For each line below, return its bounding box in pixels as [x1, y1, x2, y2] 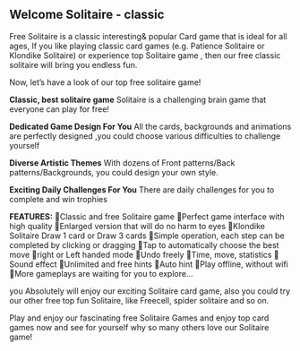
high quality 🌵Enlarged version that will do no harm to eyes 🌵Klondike [9, 220, 266, 231]
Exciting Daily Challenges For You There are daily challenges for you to [9, 184, 275, 195]
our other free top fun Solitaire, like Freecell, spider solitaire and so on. [9, 295, 270, 305]
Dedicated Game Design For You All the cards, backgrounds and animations [9, 121, 292, 132]
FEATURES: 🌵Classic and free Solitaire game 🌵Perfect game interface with [9, 210, 285, 222]
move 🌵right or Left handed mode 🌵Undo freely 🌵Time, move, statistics [9, 249, 272, 260]
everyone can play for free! [9, 103, 110, 115]
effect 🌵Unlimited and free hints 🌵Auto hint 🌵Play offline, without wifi [35, 259, 288, 270]
